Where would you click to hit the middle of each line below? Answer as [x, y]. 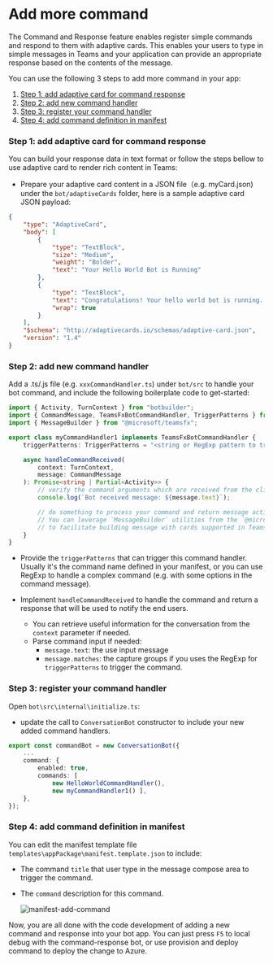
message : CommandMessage [80, 475]
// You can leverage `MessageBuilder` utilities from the [138, 520]
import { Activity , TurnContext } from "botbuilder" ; [102, 408]
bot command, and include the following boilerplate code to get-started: [129, 393]
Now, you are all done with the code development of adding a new [119, 925]
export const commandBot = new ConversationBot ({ [94, 745]
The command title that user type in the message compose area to [134, 869]
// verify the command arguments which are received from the [145, 490]
